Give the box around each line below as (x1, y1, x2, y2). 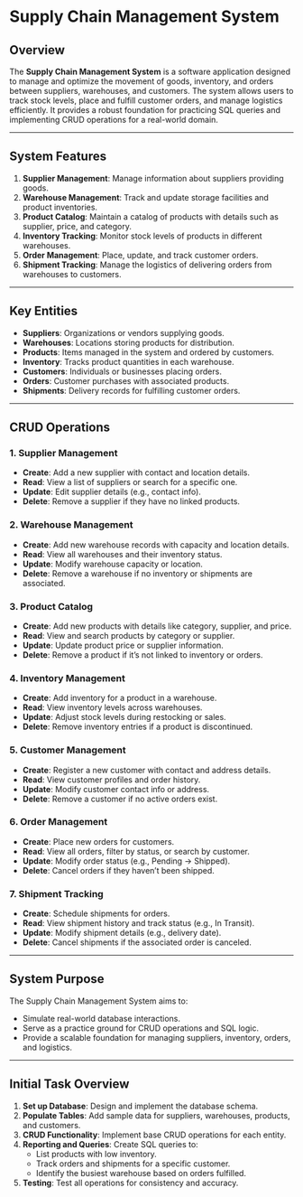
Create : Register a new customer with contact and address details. (22, 764, 271, 775)
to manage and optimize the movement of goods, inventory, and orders (9, 76, 274, 87)
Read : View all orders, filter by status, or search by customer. (22, 846, 251, 856)
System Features (9, 149, 106, 164)
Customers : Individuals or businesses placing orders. (22, 366, 223, 377)
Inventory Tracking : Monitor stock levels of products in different (22, 230, 263, 241)
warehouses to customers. (22, 268, 122, 279)
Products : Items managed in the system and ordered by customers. (22, 346, 275, 358)
